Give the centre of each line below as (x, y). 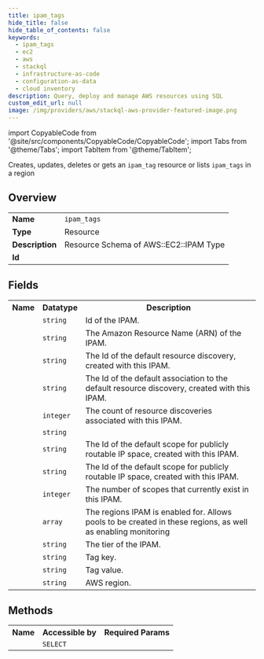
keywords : (24, 37)
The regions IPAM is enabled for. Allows (159, 512)
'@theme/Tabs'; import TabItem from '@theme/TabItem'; (100, 149)
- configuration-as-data (56, 81)
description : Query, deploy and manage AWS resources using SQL (115, 96)
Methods (31, 611)
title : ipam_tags (37, 15)
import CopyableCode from (52, 133)
